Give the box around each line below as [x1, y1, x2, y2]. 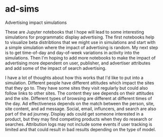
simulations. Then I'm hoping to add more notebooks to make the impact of [5, 55, 156, 60]
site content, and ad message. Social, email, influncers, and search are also [5, 106, 157, 112]
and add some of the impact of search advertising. [5, 65, 107, 71]
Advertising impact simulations [5, 20, 67, 25]
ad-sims [5, 3, 39, 15]
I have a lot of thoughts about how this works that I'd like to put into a [5, 75, 144, 80]
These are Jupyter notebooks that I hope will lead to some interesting [5, 29, 145, 35]
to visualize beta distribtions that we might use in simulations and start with [5, 39, 156, 45]
